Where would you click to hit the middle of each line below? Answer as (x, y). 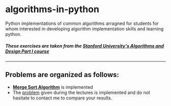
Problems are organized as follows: (62, 75)
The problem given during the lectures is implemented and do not (81, 92)
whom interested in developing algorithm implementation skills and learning (84, 28)
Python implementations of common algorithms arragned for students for (82, 23)
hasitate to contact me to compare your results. (62, 98)
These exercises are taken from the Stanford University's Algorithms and (85, 46)
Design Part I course (27, 51)
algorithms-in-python (52, 9)
